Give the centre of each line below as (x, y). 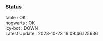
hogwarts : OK (20, 23)
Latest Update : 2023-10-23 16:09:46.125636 (52, 34)
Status (13, 7)
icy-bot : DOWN (22, 28)
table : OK (16, 18)
